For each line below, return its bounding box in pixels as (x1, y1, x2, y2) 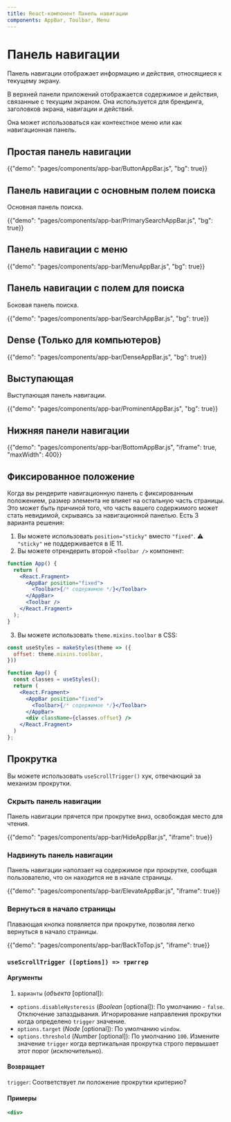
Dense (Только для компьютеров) (7, 334, 161, 346)
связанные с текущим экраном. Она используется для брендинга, (7, 98, 204, 106)
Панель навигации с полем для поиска (7, 282, 185, 294)
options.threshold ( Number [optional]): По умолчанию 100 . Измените (17, 1032, 220, 1040)
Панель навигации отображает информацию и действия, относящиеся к (7, 69, 223, 78)
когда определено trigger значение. (17, 1017, 127, 1026)
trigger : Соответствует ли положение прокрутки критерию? (7, 1078, 187, 1086)
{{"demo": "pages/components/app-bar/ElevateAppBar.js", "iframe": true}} (7, 887, 221, 895)
